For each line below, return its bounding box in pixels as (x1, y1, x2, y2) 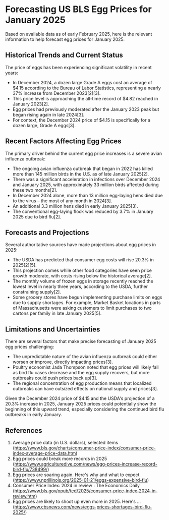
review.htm (12, 493, 36, 499)
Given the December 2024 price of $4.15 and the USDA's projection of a (5, 395, 155, 401)
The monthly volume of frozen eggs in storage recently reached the (12, 278, 154, 284)
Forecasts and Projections (5, 228, 89, 237)
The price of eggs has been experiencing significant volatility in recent (5, 64, 152, 70)
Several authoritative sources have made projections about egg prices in (5, 242, 156, 248)
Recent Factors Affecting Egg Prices (5, 137, 122, 146)
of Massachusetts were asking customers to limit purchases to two (12, 305, 152, 311)
